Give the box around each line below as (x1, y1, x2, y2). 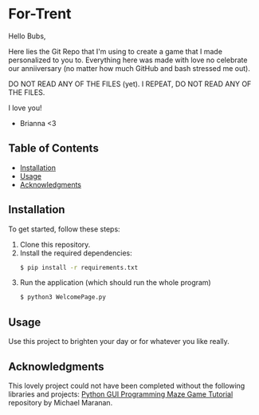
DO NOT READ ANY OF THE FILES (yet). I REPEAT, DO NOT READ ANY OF (8, 79, 252, 89)
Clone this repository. (19, 239, 91, 249)
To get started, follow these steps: (8, 224, 121, 234)
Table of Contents (8, 141, 100, 156)
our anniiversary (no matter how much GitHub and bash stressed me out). (8, 63, 251, 73)
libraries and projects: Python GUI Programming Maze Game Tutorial (8, 389, 233, 399)
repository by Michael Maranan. (8, 397, 113, 407)
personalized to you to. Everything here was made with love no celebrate (8, 55, 248, 65)
